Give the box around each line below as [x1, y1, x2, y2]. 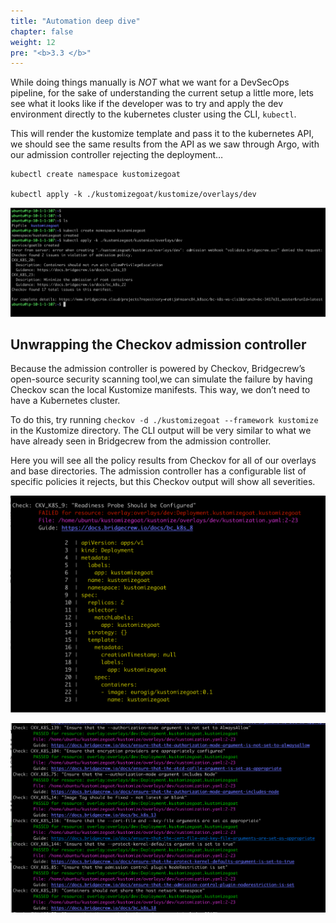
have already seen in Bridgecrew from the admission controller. [10, 435, 272, 447]
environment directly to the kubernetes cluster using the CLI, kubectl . [10, 108, 297, 120]
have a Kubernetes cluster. [10, 395, 121, 407]
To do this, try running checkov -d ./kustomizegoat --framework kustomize [10, 414, 319, 426]
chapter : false [10, 26, 74, 37]
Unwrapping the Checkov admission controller [10, 336, 307, 354]
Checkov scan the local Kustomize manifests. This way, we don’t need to [10, 384, 311, 396]
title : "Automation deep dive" [10, 16, 141, 26]
